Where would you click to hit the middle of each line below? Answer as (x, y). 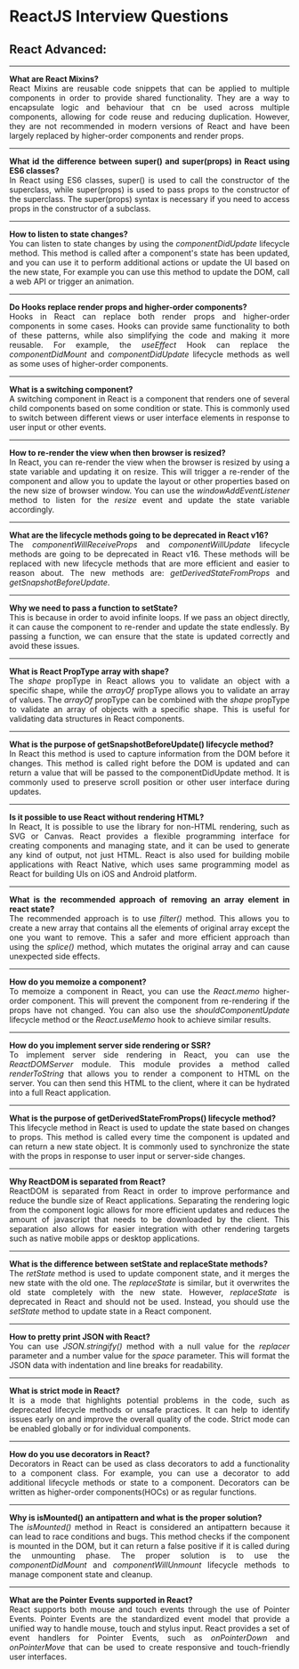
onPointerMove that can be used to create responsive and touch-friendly (149, 1647)
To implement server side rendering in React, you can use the (149, 1055)
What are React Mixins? (54, 79)
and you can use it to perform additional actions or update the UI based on (149, 263)
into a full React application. (60, 1093)
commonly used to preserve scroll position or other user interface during (149, 782)
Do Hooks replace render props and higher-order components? (128, 307)
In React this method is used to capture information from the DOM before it (149, 753)
